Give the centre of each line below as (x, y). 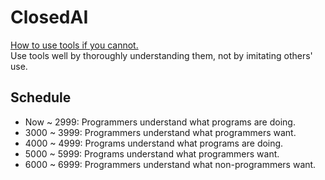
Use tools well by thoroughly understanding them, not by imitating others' (161, 55)
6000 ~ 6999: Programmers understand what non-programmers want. (170, 164)
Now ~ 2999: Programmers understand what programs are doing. (160, 122)
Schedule (41, 97)
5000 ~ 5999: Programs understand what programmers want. (152, 153)
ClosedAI (49, 17)
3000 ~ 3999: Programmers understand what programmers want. (160, 132)
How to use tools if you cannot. (74, 45)
